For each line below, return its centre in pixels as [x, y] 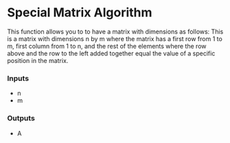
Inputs [18, 78]
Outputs [21, 118]
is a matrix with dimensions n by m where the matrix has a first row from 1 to [115, 38]
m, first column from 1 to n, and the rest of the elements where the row [107, 46]
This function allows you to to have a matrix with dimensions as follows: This [115, 31]
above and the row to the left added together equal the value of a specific [111, 53]
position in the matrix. [38, 60]
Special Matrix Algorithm [80, 13]
